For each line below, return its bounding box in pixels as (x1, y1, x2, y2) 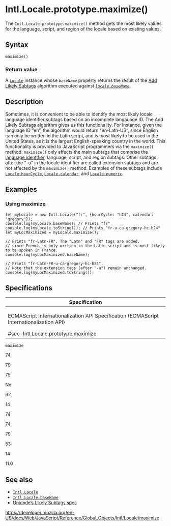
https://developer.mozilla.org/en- (5, 510, 75, 516)
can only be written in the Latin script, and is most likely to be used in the (5, 132, 159, 138)
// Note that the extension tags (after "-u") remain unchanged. (5, 266, 147, 271)
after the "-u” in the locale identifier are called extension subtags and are (5, 159, 158, 166)
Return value (5, 66, 38, 73)
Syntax (5, 41, 28, 49)
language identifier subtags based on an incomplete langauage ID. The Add (5, 116, 164, 123)
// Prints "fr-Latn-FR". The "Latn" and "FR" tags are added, (5, 239, 140, 244)
